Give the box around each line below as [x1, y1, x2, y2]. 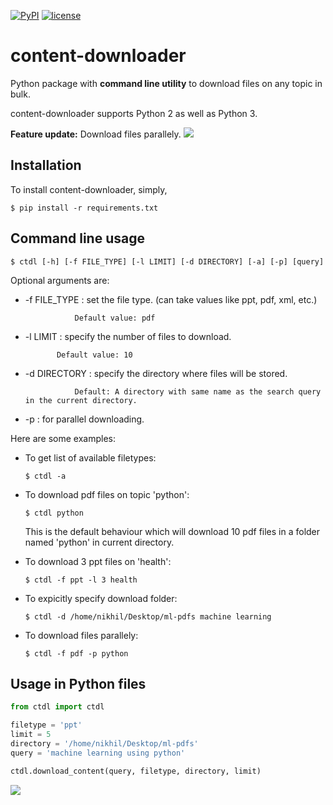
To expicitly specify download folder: [24, 592, 178, 604]
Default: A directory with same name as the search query [74, 386, 322, 397]
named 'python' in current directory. [24, 536, 175, 548]
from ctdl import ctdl [10, 702, 105, 712]
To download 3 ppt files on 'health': [24, 555, 172, 567]
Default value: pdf [74, 313, 156, 323]
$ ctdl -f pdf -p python [24, 648, 129, 659]
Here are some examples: [10, 432, 117, 444]
